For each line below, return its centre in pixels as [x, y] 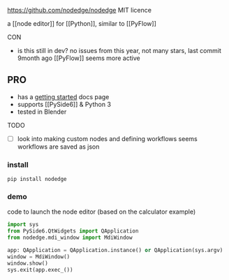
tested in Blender [42, 112]
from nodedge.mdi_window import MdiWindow [70, 238]
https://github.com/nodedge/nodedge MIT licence [80, 10]
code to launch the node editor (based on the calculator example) [102, 212]
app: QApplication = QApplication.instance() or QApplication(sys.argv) [115, 251]
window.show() [28, 263]
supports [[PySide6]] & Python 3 [64, 104]
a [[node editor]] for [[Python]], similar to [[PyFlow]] [82, 23]
